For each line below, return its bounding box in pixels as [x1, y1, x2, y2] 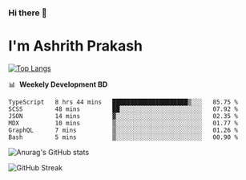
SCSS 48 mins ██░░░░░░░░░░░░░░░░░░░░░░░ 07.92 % [8, 104, 239, 113]
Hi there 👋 [8, 7, 48, 18]
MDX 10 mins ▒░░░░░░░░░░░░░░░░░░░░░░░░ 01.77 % [8, 119, 239, 127]
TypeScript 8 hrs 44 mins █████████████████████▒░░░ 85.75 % [8, 98, 239, 106]
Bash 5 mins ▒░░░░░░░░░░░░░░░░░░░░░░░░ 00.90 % [8, 133, 239, 141]
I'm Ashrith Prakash [8, 37, 143, 55]
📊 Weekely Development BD [8, 80, 108, 89]
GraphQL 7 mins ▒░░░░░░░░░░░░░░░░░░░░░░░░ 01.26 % [8, 126, 239, 134]
